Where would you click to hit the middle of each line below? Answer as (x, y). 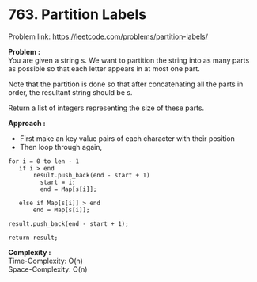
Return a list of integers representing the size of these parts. (106, 108)
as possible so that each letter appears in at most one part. (104, 68)
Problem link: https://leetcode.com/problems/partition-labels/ (108, 36)
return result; (33, 238)
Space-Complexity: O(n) (48, 269)
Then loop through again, (61, 147)
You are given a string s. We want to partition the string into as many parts (129, 60)
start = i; (58, 182)
